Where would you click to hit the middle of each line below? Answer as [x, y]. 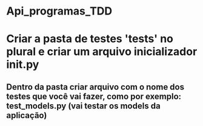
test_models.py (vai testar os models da [83, 106]
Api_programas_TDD [59, 11]
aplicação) [27, 115]
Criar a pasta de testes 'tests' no [90, 39]
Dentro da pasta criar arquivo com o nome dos [95, 87]
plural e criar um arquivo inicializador [102, 52]
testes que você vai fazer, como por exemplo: [94, 96]
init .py [23, 65]
